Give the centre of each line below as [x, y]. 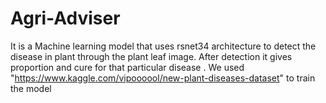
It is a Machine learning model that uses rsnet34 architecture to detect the [163, 46]
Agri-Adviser [65, 18]
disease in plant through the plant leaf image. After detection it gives [151, 56]
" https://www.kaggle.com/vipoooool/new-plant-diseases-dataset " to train [163, 78]
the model [31, 88]
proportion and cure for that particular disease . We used [127, 67]
